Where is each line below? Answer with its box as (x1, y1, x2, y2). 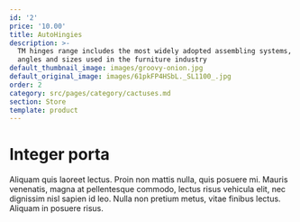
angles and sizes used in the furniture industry (17, 55, 207, 64)
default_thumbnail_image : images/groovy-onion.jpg (9, 64, 204, 73)
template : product (9, 106, 78, 115)
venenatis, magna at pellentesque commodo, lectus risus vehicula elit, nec (9, 184, 286, 195)
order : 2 (9, 80, 42, 89)
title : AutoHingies (9, 30, 83, 39)
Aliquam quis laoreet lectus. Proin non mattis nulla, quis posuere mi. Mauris (9, 174, 288, 185)
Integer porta (9, 144, 110, 165)
